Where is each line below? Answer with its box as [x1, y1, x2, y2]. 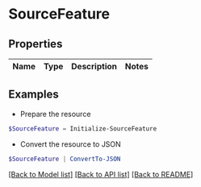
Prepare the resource [19, 109, 91, 118]
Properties [8, 37, 63, 51]
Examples [8, 88, 59, 102]
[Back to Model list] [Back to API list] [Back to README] [8, 169, 194, 179]
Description [71, 61, 117, 72]
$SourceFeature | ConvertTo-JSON [8, 155, 121, 163]
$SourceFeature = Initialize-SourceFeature [8, 124, 157, 133]
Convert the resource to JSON [19, 139, 121, 149]
